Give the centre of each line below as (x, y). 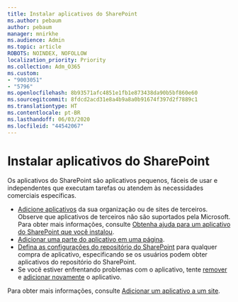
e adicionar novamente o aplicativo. (69, 277)
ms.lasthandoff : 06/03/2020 (49, 119)
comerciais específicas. (42, 196)
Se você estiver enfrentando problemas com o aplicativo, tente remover (122, 269)
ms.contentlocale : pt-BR (44, 113)
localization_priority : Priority (57, 60)
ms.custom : (23, 73)
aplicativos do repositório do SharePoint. (77, 262)
